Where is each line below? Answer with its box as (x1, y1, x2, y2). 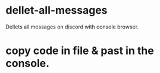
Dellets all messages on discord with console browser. (5, 23, 139, 30)
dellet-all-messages (5, 4, 108, 17)
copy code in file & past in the (5, 44, 154, 58)
